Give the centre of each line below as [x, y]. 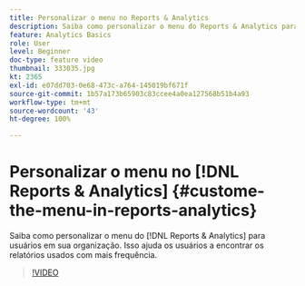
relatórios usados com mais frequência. [84, 255]
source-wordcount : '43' [54, 111]
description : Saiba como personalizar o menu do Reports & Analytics [144, 26]
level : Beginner [40, 52]
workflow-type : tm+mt [50, 102]
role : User [30, 43]
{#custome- [218, 191]
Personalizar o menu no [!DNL [124, 172]
